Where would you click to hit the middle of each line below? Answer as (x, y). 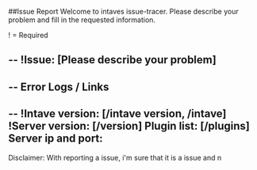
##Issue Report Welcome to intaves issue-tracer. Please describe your (124, 11)
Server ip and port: (56, 139)
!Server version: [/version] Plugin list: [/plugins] (129, 126)
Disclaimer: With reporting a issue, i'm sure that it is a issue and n (115, 157)
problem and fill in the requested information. (82, 20)
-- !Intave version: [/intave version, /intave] (117, 114)
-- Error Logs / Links (59, 87)
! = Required (29, 35)
